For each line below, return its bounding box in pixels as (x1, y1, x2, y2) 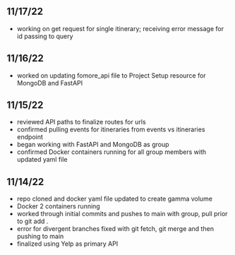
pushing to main (16, 232, 64, 241)
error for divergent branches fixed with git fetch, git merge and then (16, 225, 215, 233)
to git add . (16, 217, 49, 225)
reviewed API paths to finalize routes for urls (16, 118, 146, 126)
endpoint (16, 133, 44, 141)
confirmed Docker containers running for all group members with (16, 148, 207, 156)
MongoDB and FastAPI (16, 78, 83, 87)
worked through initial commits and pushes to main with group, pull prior (16, 210, 228, 218)
